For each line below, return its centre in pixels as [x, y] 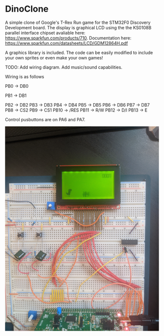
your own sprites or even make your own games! [54, 57]
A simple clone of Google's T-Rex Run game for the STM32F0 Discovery [78, 22]
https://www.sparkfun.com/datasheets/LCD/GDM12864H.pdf [67, 43]
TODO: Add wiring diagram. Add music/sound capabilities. [64, 67]
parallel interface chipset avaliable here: [45, 33]
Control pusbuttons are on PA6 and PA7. [45, 119]
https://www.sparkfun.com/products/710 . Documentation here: [68, 38]
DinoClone [27, 9]
